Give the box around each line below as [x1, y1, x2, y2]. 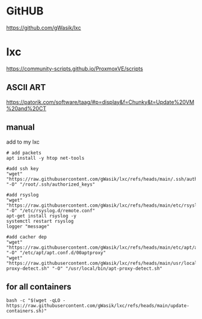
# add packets [6, 150, 42, 156]
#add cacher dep [6, 234, 47, 240]
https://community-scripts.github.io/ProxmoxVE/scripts [6, 65, 143, 72]
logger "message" [6, 223, 50, 229]
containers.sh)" [6, 308, 47, 314]
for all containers [6, 281, 72, 292]
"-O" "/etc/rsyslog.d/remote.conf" [6, 207, 96, 214]
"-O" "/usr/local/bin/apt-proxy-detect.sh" [52, 266, 163, 272]
